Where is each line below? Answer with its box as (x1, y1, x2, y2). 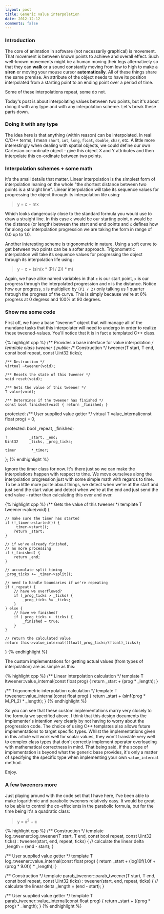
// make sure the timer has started (5, 516, 80, 521)
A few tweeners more (5, 781, 57, 788)
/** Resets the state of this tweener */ (5, 373, 91, 377)
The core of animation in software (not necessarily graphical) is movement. (5, 48, 156, 54)
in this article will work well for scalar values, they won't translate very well (5, 734, 155, 740)
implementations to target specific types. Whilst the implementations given (5, 728, 156, 734)
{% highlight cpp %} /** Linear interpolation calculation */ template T (5, 673, 144, 679)
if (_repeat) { (5, 585, 36, 590)
